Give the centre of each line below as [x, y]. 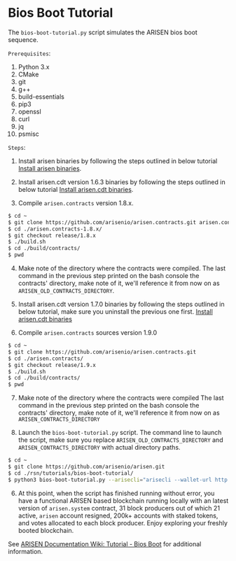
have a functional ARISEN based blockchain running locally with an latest [123, 500]
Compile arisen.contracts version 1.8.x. [76, 203]
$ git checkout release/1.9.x [52, 365]
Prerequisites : [29, 53]
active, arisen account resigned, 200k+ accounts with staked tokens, [118, 515]
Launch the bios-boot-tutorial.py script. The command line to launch [120, 433]
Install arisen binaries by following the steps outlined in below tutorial [118, 161]
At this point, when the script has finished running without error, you [116, 493]
